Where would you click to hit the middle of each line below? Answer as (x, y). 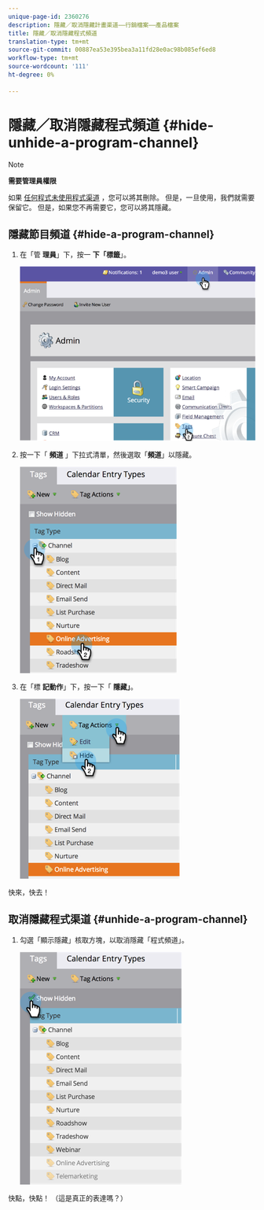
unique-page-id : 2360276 (49, 17)
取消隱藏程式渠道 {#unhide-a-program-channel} (128, 919)
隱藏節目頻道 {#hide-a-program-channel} (111, 234)
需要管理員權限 (32, 180)
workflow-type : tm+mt (44, 58)
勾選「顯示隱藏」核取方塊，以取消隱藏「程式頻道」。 (104, 939)
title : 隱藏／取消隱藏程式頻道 (53, 33)
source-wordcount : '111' (49, 67)
